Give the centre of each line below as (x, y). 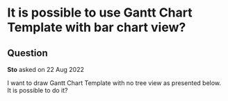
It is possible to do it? (38, 90)
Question (27, 53)
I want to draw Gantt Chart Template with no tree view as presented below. (114, 83)
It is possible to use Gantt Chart (100, 13)
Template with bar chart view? (97, 27)
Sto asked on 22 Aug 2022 (46, 70)
